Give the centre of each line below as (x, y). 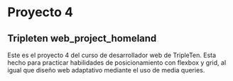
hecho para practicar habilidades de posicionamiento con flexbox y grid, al (117, 63)
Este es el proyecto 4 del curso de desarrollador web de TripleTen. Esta (112, 55)
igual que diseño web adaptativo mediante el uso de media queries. (106, 70)
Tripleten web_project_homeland (82, 38)
